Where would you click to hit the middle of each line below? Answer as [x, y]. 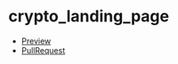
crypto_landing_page [89, 16]
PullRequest [43, 50]
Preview [36, 41]
